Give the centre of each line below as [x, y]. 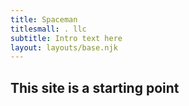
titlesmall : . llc [48, 29]
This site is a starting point [95, 87]
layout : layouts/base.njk [64, 47]
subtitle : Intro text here [66, 38]
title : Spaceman [44, 19]
